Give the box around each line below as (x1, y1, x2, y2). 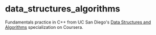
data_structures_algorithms (5, 3, 121, 14)
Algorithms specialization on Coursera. (5, 24, 84, 30)
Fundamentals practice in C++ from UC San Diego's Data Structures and (5, 19, 151, 25)
